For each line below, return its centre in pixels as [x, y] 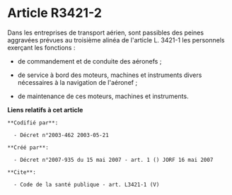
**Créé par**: [28, 147]
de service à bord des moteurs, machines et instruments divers [110, 75]
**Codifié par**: [33, 123]
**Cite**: [22, 172]
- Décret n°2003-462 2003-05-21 [62, 135]
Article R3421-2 [55, 13]
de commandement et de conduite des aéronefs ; [89, 61]
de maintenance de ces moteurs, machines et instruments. [103, 96]
